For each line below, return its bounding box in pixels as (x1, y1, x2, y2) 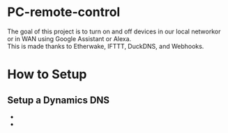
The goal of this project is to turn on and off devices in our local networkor (7, 27, 221, 36)
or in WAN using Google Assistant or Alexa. (7, 34, 132, 42)
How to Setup (7, 67, 87, 82)
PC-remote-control (7, 4, 121, 20)
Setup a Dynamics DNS (7, 94, 110, 106)
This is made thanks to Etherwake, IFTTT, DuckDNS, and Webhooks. (7, 42, 204, 50)
